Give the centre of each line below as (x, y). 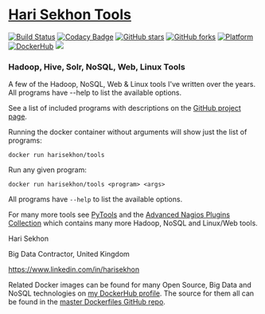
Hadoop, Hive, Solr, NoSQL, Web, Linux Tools (97, 67)
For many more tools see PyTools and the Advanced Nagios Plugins (119, 215)
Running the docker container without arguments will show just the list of (128, 132)
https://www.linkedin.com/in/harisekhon (74, 269)
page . (18, 116)
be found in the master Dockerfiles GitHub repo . (87, 302)
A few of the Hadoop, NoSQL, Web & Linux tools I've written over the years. (132, 84)
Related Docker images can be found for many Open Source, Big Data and (130, 285)
